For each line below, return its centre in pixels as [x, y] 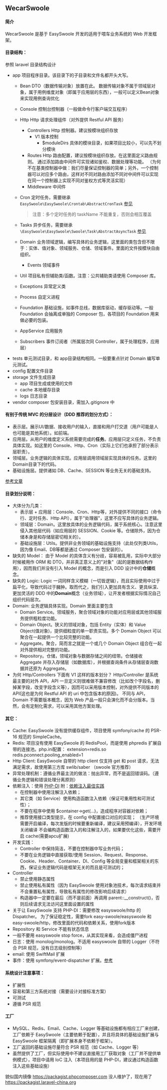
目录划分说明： [20, 494]
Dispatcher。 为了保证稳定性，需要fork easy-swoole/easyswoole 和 [82, 917]
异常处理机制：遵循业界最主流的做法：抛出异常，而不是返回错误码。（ [83, 773]
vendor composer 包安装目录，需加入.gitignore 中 [63, 402]
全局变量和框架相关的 [132, 861]
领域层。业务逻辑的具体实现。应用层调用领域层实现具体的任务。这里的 [84, 458]
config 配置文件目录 [33, 371]
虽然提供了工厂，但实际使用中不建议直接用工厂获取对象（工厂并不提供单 [86, 1053]
